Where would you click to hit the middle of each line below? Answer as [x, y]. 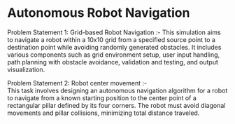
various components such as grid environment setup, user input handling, [114, 55]
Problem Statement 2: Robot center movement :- [77, 83]
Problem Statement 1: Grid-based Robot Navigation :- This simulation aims [114, 32]
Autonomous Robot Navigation [99, 13]
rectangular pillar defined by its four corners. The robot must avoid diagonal [116, 105]
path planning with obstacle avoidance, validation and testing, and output [113, 62]
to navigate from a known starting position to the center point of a [102, 98]
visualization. [26, 69]
